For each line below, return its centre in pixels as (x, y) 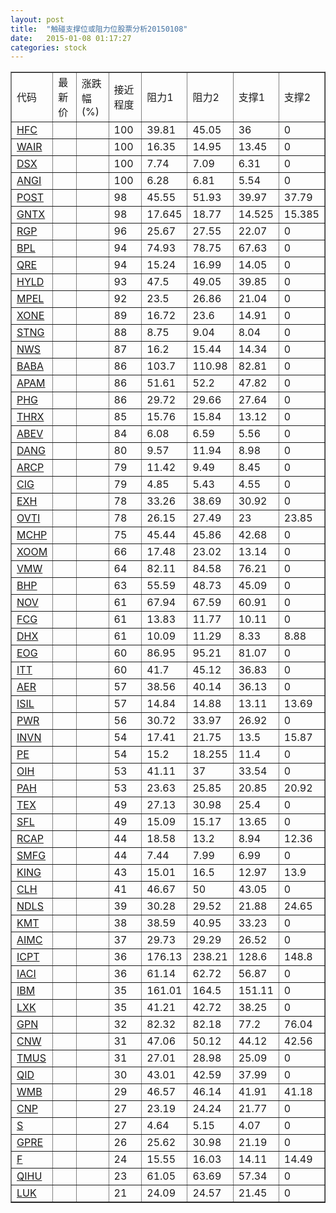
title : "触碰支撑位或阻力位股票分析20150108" (99, 29)
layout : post (37, 19)
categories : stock (48, 47)
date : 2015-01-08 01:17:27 (71, 38)
